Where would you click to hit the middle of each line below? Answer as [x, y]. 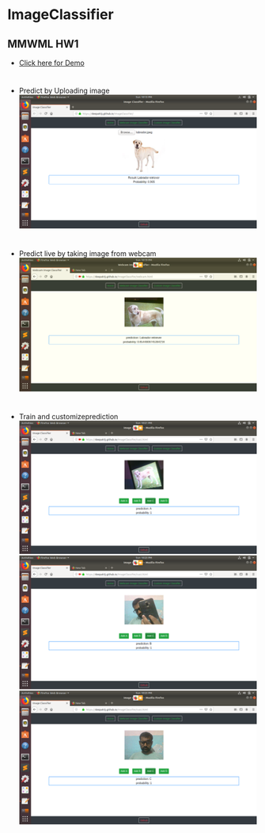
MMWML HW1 [43, 44]
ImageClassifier [61, 15]
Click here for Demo [51, 63]
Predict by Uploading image [64, 91]
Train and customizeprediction [68, 416]
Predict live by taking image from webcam [87, 254]
